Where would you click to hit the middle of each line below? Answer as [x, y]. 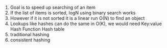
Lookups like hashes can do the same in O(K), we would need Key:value [86, 23]
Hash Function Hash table [37, 29]
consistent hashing [30, 40]
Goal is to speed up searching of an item [53, 7]
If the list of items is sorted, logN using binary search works [73, 13]
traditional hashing [30, 34]
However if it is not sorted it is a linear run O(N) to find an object [77, 18]
